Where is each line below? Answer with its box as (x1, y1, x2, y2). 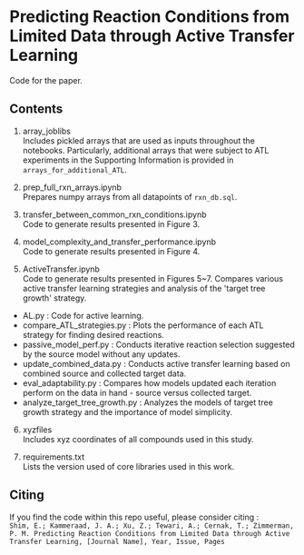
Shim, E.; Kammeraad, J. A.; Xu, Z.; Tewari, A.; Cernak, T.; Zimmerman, (9, 520, 295, 530)
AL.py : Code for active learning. (22, 310, 144, 321)
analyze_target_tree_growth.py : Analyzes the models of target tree (22, 397, 274, 408)
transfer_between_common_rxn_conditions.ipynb (22, 209, 207, 220)
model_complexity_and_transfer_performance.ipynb (22, 236, 216, 247)
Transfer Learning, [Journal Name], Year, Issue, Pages (9, 537, 225, 546)
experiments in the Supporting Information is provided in (22, 154, 234, 165)
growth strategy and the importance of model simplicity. (22, 406, 233, 417)
